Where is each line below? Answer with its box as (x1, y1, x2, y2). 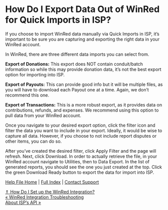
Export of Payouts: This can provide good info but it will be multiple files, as (5, 81, 163, 87)
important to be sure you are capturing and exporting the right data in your (5, 36, 160, 42)
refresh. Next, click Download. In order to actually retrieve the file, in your (5, 153, 157, 159)
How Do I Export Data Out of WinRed (5, 4, 160, 15)
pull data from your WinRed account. (5, 112, 81, 119)
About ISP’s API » (5, 199, 41, 205)
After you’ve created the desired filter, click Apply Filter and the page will (5, 148, 156, 154)
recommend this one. (5, 92, 49, 98)
